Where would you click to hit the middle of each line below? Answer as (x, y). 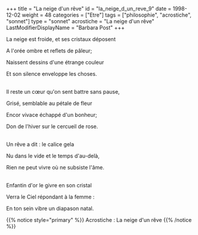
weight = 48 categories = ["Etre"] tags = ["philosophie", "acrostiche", (107, 15)
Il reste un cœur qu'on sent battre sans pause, (63, 92)
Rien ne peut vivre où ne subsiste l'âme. (55, 167)
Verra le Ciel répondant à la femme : (50, 197)
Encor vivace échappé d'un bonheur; (52, 115)
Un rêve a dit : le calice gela (40, 144)
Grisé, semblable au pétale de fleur (49, 103)
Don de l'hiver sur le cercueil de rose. (52, 126)
